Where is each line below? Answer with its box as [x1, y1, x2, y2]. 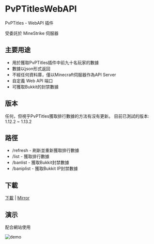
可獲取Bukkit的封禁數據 [12, 84, 59, 90]
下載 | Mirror [5, 195, 30, 201]
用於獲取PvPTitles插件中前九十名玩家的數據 [12, 60, 99, 65]
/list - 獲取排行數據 [12, 153, 49, 159]
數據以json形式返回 [12, 65, 51, 71]
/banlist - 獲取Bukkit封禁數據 [12, 160, 69, 166]
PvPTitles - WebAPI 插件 [5, 20, 54, 26]
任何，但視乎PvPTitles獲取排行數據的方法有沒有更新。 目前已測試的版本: [5, 113, 149, 119]
